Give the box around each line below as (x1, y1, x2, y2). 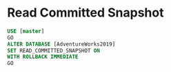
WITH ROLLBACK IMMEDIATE (7, 53, 79, 60)
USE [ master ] (7, 28, 45, 35)
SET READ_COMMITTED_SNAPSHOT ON (7, 47, 100, 54)
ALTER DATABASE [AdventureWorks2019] (7, 40, 116, 48)
